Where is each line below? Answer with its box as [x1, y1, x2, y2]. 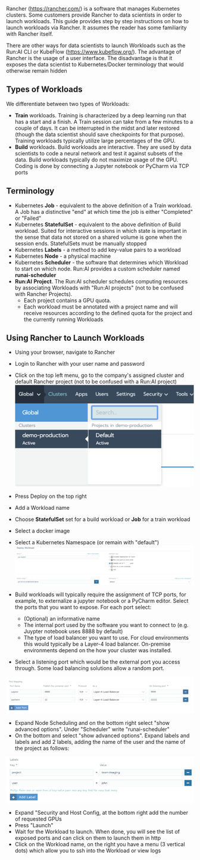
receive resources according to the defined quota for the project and [23, 309, 192, 316]
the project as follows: [14, 744, 70, 752]
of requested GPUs [14, 815, 62, 822]
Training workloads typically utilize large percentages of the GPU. [14, 137, 176, 144]
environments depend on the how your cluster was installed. [23, 647, 172, 654]
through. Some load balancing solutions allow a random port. [14, 665, 165, 672]
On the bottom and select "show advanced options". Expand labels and [14, 732, 190, 739]
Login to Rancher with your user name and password [14, 360, 145, 367]
